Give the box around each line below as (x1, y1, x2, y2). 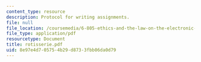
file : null (6, 19, 33, 25)
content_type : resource (6, 8, 66, 15)
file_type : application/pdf (6, 31, 77, 37)
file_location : (6, 25, 44, 31)
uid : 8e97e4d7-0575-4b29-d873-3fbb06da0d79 (6, 47, 117, 53)
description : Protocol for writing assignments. (6, 14, 130, 20)
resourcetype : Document (6, 36, 66, 42)
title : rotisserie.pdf (6, 42, 63, 48)
